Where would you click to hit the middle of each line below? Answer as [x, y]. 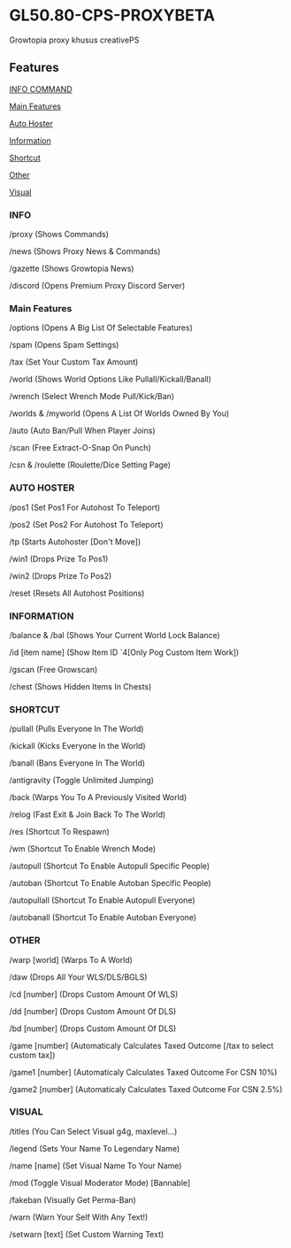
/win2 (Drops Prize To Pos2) [61, 575]
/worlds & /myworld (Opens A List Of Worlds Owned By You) [119, 413]
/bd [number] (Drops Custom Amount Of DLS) [93, 1028]
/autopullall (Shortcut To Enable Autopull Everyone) [102, 900]
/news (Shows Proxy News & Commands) [85, 251]
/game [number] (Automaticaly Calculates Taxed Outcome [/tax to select [142, 1045]
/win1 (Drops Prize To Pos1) [59, 559]
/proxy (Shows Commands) [59, 235]
